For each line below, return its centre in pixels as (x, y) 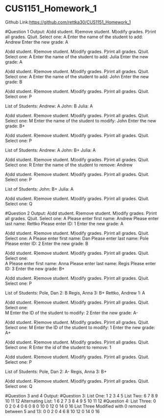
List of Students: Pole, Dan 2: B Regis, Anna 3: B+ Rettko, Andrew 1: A (75, 293)
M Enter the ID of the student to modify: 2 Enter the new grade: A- (72, 313)
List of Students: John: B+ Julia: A (39, 189)
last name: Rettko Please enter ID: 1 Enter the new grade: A (64, 223)
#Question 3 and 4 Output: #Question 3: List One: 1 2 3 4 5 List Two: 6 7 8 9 (82, 395)
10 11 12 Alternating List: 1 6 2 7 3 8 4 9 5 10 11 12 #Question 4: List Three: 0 (81, 401)
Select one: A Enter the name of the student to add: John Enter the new (77, 76)
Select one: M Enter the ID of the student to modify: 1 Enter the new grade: (80, 327)
